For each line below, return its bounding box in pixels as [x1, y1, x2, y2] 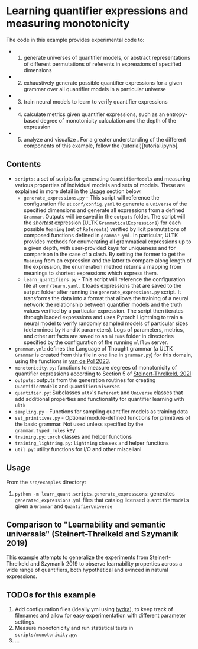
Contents [6, 159, 41, 169]
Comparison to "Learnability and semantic [6, 519, 166, 529]
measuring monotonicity [6, 17, 130, 30]
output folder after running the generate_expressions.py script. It [23, 288, 181, 295]
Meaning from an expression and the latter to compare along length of [23, 256, 192, 264]
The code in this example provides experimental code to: [6, 36, 145, 43]
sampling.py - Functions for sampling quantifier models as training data [14, 407, 188, 415]
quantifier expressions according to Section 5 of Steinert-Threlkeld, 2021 [14, 370, 192, 377]
